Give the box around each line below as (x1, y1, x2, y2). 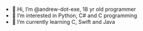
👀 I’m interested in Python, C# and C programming (11, 12, 138, 19)
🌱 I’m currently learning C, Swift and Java (11, 18, 116, 25)
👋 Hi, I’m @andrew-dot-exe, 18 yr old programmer (11, 6, 136, 13)
